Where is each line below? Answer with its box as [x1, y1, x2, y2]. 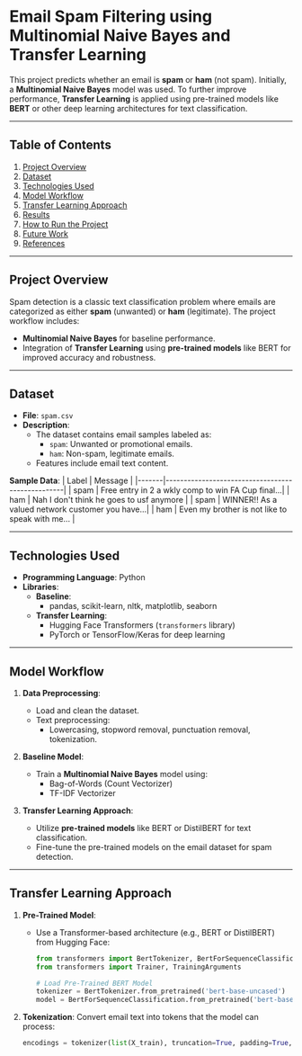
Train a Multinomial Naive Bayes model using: [35, 769, 209, 779]
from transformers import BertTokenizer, [35, 953, 193, 963]
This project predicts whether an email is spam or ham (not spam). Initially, [9, 74, 288, 85]
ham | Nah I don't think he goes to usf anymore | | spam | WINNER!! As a [9, 495, 278, 506]
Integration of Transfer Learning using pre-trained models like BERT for [22, 342, 292, 353]
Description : [22, 420, 70, 431]
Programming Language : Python [22, 572, 146, 583]
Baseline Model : [22, 751, 84, 762]
